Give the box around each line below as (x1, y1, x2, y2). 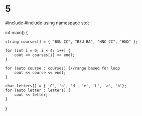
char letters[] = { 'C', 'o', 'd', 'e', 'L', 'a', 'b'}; (5, 83, 127, 88)
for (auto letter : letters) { (5, 88, 71, 93)
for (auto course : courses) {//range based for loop (5, 66, 120, 71)
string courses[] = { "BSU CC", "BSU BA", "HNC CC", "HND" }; (5, 39, 138, 44)
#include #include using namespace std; (5, 20, 89, 26)
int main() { (5, 29, 29, 35)
